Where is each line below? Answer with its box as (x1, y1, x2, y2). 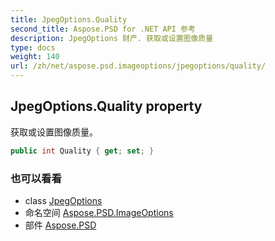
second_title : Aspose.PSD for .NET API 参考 (10, 24, 196, 34)
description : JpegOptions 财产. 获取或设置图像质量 (10, 33, 214, 43)
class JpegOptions (24, 194, 103, 206)
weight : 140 (10, 52, 60, 62)
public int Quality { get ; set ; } (10, 146, 155, 156)
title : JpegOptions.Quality (10, 14, 128, 25)
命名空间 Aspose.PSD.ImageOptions (24, 206, 174, 218)
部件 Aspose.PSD (24, 219, 97, 231)
